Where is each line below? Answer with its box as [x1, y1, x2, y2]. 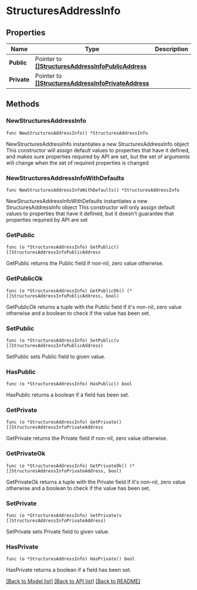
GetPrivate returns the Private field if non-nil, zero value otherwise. [6, 435, 168, 442]
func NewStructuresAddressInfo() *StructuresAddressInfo [6, 130, 148, 136]
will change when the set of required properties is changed [6, 159, 149, 166]
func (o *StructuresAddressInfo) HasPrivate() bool [6, 556, 135, 562]
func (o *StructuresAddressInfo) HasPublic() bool [6, 381, 133, 387]
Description [155, 45, 189, 53]
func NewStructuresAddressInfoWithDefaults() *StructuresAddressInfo [6, 187, 180, 193]
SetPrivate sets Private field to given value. [6, 528, 110, 535]
